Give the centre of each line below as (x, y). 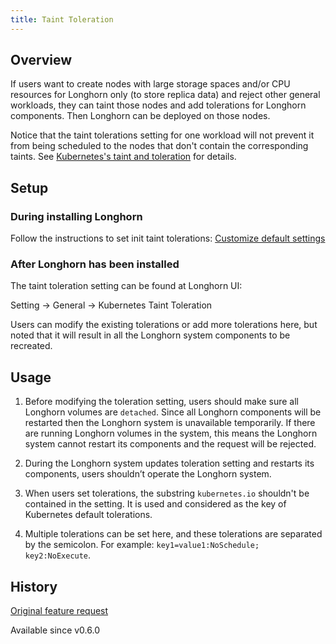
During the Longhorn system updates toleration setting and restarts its (169, 463)
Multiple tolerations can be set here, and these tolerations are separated (173, 534)
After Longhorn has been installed (95, 264)
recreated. (31, 346)
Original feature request (59, 611)
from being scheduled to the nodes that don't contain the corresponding (159, 146)
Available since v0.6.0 (55, 630)
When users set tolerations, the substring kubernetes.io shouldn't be (167, 493)
